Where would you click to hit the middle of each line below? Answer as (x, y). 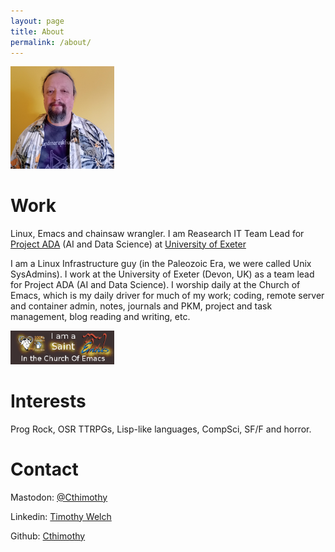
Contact (44, 469)
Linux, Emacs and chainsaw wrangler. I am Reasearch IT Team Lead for (157, 233)
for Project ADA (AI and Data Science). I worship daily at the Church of (155, 284)
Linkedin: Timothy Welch (61, 516)
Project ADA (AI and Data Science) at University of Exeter (128, 244)
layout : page (37, 21)
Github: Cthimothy (48, 536)
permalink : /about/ (51, 42)
